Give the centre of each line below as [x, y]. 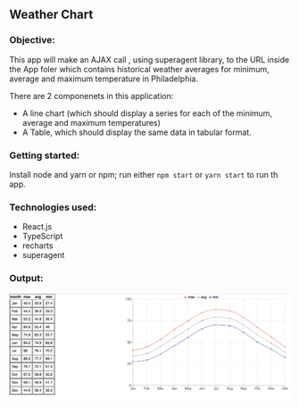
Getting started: [45, 155]
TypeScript [42, 237]
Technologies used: [53, 207]
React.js [37, 227]
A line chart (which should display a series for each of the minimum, [147, 113]
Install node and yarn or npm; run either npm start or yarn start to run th [144, 174]
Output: [26, 279]
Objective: [32, 40]
